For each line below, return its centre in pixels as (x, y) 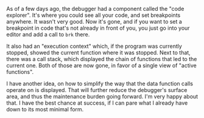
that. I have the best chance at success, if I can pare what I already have (97, 103)
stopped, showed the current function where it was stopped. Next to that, (98, 53)
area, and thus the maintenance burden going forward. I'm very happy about (102, 97)
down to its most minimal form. (45, 109)
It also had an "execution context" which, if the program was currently (94, 46)
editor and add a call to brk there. (48, 34)
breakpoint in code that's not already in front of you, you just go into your (98, 28)
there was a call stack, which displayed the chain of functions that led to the (102, 59)
